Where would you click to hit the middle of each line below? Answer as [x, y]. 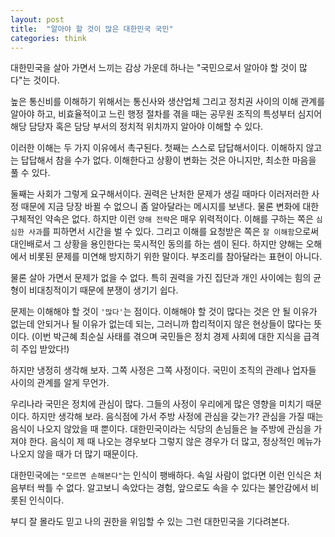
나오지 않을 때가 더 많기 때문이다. [74, 454]
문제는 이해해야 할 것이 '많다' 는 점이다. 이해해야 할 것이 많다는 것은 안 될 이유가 [164, 312]
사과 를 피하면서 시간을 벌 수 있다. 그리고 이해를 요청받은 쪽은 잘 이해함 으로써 [174, 232]
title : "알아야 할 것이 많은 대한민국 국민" [92, 29]
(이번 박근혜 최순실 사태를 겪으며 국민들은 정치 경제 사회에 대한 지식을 [166, 337]
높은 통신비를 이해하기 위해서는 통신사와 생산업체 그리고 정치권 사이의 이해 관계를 [168, 102]
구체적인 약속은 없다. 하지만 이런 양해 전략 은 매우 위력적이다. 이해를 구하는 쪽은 [162, 219]
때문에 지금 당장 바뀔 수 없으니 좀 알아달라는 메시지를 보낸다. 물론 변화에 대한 [170, 207]
